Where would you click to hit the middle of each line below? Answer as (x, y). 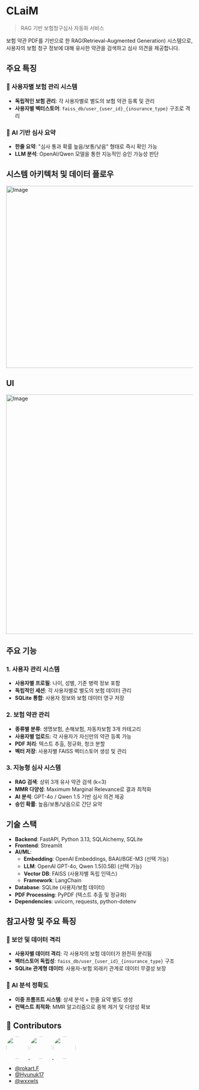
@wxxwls (26, 1081)
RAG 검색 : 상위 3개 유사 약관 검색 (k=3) (60, 782)
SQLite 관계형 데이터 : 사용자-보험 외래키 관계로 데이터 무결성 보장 (90, 969)
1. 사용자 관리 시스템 (33, 669)
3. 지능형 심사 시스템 (33, 768)
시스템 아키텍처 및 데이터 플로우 (60, 174)
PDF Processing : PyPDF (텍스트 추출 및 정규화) (71, 895)
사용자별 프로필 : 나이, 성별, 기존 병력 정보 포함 (67, 683)
